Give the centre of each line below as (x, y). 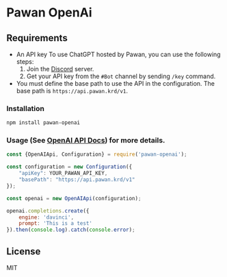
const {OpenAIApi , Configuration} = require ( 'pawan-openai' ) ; (97, 155)
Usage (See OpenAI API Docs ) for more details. (86, 141)
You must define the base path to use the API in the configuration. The (116, 83)
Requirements (37, 38)
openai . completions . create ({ (48, 210)
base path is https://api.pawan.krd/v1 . (72, 91)
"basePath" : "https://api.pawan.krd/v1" (77, 180)
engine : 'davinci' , (46, 217)
